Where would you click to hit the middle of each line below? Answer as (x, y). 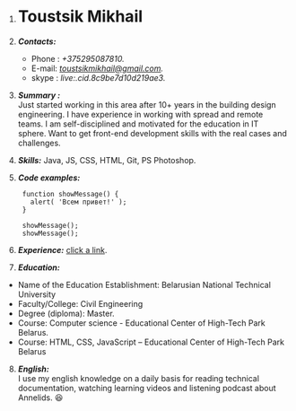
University (37, 294)
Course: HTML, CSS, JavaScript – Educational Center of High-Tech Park (151, 342)
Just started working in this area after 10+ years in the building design (147, 104)
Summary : (39, 95)
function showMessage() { (70, 194)
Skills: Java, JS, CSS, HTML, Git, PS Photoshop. (107, 160)
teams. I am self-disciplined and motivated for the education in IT (138, 124)
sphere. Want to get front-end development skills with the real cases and (152, 133)
